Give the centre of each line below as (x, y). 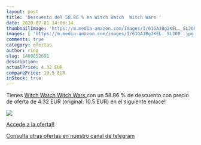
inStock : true (24, 78)
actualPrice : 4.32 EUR (34, 67)
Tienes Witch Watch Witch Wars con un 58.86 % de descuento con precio (98, 95)
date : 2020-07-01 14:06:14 (40, 23)
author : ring (22, 51)
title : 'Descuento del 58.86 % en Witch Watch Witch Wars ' (84, 17)
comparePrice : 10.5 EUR (36, 73)
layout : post (22, 12)
